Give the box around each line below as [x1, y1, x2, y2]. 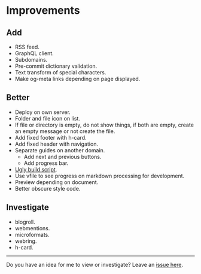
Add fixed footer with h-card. [14, 134, 87, 141]
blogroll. [14, 218, 35, 225]
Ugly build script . [14, 165, 57, 173]
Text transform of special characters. [14, 69, 106, 76]
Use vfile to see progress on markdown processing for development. [14, 172, 185, 179]
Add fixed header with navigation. [14, 140, 99, 147]
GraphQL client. [14, 50, 54, 57]
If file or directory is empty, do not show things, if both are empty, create [14, 121, 194, 128]
